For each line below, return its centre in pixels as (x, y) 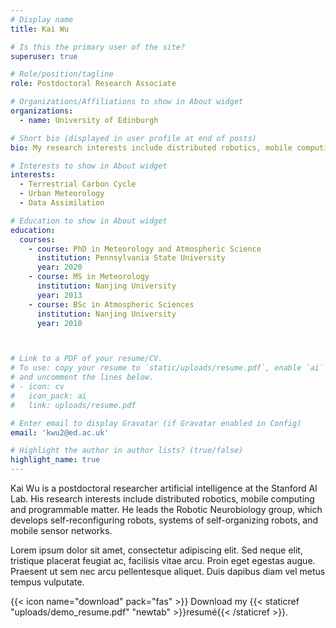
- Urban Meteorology (62, 194)
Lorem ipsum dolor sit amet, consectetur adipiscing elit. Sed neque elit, (156, 550)
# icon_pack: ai (48, 396)
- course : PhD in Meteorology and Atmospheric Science (145, 249)
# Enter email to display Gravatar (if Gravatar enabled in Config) (156, 423)
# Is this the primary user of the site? (98, 47)
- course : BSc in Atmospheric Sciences (111, 304)
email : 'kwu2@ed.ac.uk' (60, 432)
